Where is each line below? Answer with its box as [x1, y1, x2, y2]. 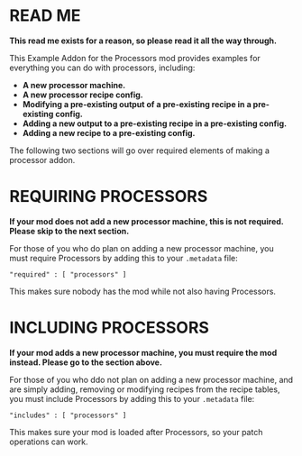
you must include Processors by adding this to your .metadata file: [9, 393, 255, 404]
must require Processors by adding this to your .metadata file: [9, 252, 239, 263]
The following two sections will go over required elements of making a [9, 145, 270, 156]
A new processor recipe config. [22, 89, 144, 100]
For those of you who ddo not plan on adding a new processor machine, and [9, 374, 294, 385]
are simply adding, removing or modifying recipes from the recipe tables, [9, 384, 280, 395]
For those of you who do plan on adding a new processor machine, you [9, 242, 274, 253]
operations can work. [9, 436, 88, 447]
